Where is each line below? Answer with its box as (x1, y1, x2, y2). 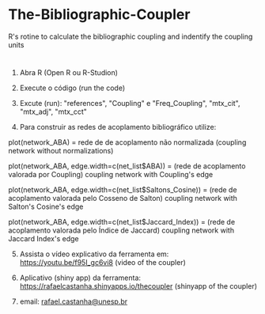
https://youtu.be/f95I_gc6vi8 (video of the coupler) (19, 258, 186, 267)
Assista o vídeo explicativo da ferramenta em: (19, 249, 169, 259)
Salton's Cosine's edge (8, 202, 84, 211)
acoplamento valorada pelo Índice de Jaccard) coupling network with (8, 225, 235, 235)
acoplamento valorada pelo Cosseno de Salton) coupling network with (8, 194, 237, 203)
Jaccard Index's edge (8, 234, 79, 244)
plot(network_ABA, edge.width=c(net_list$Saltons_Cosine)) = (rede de (8, 185, 237, 195)
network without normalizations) (8, 146, 114, 156)
